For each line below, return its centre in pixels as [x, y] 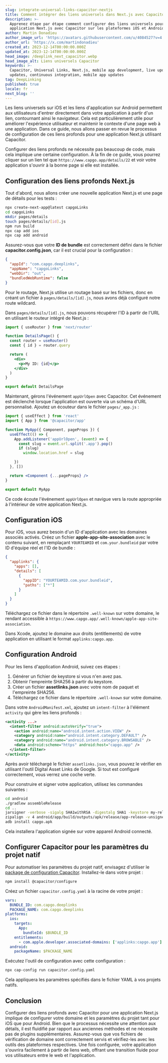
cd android [16, 798]
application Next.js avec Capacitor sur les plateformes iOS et [78, 29]
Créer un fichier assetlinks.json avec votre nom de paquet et [75, 687]
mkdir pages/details [27, 217]
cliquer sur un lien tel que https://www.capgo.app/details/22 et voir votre [81, 160]
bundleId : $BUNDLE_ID [46, 933]
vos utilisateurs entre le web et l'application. [50, 1055]
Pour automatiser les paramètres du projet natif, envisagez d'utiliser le [77, 867]
